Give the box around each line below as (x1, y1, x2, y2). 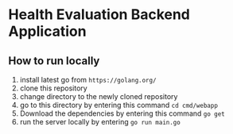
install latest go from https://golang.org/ (19, 75, 157, 84)
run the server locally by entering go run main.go (19, 117, 181, 126)
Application (8, 22, 87, 40)
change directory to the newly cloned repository (19, 92, 178, 101)
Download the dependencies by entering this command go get (19, 109, 225, 118)
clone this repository (19, 83, 87, 93)
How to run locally (8, 54, 100, 67)
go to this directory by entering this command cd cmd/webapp (19, 101, 219, 109)
